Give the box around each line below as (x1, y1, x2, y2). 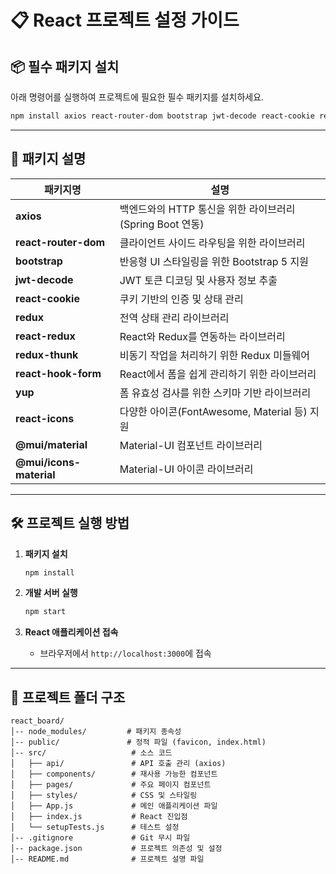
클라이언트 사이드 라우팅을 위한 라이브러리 (119, 236, 306, 250)
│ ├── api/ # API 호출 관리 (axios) (10, 759, 227, 769)
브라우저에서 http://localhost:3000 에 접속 (39, 647, 212, 660)
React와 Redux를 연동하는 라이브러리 (119, 329, 286, 343)
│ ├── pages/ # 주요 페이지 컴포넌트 (10, 780, 212, 790)
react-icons (15, 411, 75, 425)
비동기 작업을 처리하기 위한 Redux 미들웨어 (119, 348, 311, 362)
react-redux (15, 329, 76, 343)
